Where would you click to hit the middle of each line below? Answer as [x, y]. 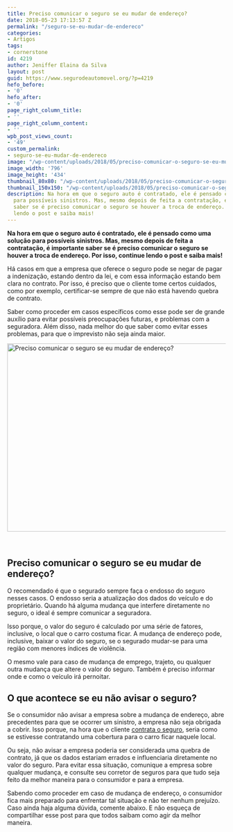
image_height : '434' [37, 175]
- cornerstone [28, 53]
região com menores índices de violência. [67, 648]
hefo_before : [26, 85]
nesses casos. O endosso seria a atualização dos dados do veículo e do [110, 598]
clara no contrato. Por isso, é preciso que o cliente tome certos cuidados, [112, 283]
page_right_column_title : [44, 110]
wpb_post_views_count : [40, 136]
